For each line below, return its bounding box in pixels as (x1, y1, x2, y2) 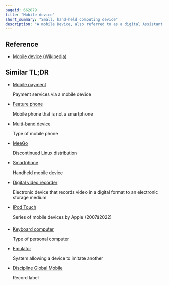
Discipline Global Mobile (12, 265, 63, 271)
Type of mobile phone (12, 130, 58, 136)
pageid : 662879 (5, 7, 37, 13)
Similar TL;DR (5, 68, 49, 77)
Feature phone (12, 101, 43, 107)
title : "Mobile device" (5, 12, 55, 17)
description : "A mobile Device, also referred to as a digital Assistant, (5, 21, 165, 27)
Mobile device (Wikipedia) (12, 53, 67, 60)
